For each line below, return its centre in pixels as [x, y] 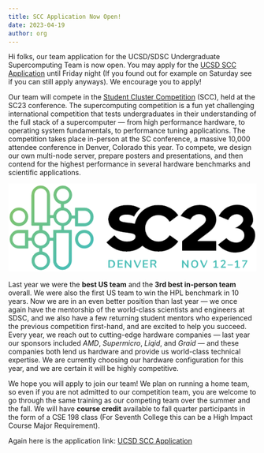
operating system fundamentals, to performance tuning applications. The [127, 131]
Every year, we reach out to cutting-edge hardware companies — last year [129, 335]
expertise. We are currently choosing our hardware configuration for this [126, 360]
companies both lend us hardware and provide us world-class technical [125, 352]
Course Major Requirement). [54, 425]
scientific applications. [45, 173]
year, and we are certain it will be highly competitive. [93, 369]
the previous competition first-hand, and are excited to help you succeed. [127, 327]
